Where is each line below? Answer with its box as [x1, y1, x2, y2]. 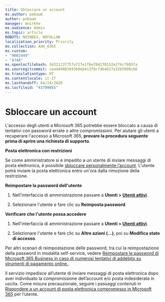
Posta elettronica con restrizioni [5, 148, 72, 154]
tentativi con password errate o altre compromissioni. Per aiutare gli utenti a [5, 128, 159, 134]
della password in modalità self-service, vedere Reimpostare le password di [5, 250, 159, 256]
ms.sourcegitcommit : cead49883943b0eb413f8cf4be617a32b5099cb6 [5, 67, 138, 72]
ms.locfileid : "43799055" [5, 85, 58, 90]
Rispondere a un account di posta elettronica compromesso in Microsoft [5, 286, 152, 292]
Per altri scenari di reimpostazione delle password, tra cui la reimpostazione [5, 245, 159, 251]
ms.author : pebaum [5, 12, 43, 17]
